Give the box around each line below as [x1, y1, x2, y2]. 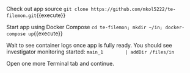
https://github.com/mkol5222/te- [90, 6, 176, 12]
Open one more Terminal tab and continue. [6, 60, 114, 67]
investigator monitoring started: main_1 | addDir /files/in [6, 48, 175, 55]
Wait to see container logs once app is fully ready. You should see [6, 42, 172, 49]
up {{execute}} [28, 30, 63, 37]
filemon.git [6, 13, 37, 19]
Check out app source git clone [6, 5, 89, 12]
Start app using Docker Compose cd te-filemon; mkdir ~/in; [6, 24, 163, 30]
